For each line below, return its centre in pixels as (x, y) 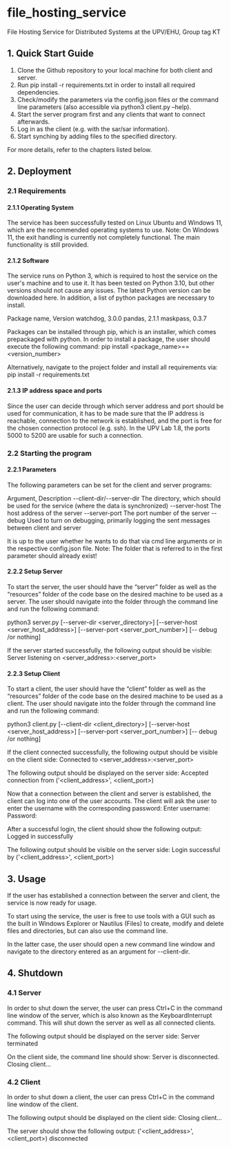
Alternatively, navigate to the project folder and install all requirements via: (113, 367)
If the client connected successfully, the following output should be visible (113, 752)
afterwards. (33, 122)
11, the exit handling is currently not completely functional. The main (103, 238)
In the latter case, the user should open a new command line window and (111, 945)
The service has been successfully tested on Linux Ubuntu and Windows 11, (115, 223)
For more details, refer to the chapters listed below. (80, 149)
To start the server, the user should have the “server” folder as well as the (112, 587)
